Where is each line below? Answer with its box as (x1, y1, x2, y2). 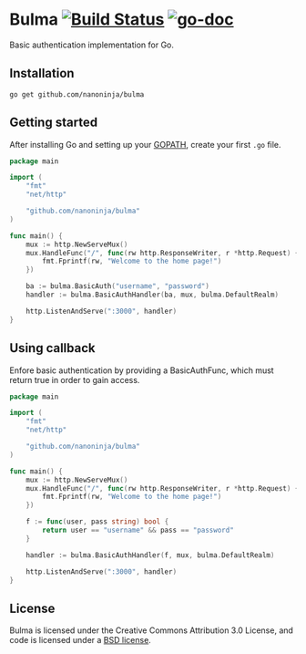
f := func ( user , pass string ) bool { (25, 517, 169, 526)
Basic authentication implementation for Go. (9, 39, 175, 50)
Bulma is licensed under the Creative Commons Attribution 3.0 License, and (9, 625, 294, 636)
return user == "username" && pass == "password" (42, 525, 234, 535)
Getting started (9, 115, 98, 130)
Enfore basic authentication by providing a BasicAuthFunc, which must (9, 365, 275, 376)
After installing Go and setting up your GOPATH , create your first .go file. (9, 139, 281, 150)
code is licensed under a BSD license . (9, 635, 152, 646)
